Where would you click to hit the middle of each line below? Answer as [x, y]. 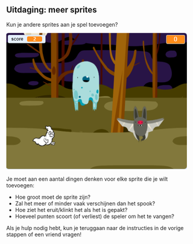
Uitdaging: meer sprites [52, 10]
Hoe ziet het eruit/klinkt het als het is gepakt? [71, 210]
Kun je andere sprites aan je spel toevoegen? [62, 24]
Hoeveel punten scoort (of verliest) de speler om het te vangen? [95, 216]
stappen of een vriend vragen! [44, 234]
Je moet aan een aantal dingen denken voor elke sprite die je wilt [87, 179]
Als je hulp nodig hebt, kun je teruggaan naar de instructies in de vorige [95, 228]
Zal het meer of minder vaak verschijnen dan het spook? [85, 203]
